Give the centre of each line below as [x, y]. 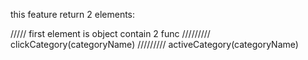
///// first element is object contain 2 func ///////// [110, 33]
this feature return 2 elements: [73, 14]
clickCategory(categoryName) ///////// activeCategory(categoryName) [154, 44]
